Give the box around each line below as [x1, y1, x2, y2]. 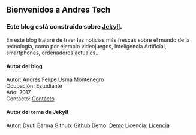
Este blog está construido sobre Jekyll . [6, 23, 122, 31]
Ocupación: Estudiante [6, 82, 62, 89]
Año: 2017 [6, 88, 31, 96]
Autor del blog [6, 63, 43, 70]
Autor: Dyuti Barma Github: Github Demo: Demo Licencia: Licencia [6, 122, 170, 129]
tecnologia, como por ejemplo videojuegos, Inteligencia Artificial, [6, 42, 167, 50]
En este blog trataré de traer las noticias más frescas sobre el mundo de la [6, 36, 190, 44]
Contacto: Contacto [6, 95, 55, 102]
